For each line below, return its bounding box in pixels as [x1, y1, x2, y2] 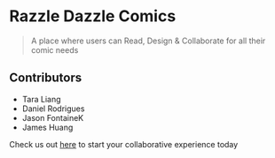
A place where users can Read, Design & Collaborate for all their [30, 35, 266, 46]
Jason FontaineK [21, 112, 84, 123]
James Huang [21, 122, 74, 132]
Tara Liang [21, 94, 61, 104]
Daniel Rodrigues [21, 103, 85, 114]
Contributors [9, 71, 82, 86]
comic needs [30, 44, 79, 55]
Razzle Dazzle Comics [9, 6, 177, 26]
